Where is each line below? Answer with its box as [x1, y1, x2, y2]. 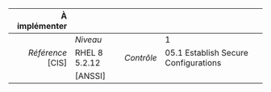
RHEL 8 [74, 48, 103, 58]
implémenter [17, 20, 67, 31]
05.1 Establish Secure [165, 48, 248, 58]
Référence [27, 48, 67, 58]
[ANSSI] [74, 70, 106, 82]
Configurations [165, 57, 222, 68]
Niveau [74, 34, 102, 45]
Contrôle [124, 52, 157, 63]
